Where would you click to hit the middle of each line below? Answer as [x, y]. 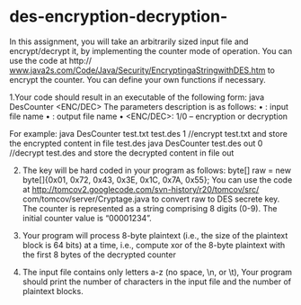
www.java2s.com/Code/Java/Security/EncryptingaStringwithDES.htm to [142, 70]
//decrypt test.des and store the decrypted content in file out [122, 152]
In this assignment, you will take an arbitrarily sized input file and [129, 41]
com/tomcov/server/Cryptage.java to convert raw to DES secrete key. [151, 199]
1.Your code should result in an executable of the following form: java [137, 97]
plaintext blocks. [53, 291]
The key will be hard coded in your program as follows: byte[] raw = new [157, 170]
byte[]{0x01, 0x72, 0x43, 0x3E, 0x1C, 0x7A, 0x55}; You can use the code [157, 179]
